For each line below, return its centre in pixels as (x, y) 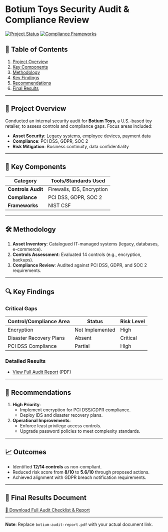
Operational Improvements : (41, 420)
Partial (82, 346)
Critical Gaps (21, 308)
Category (25, 181)
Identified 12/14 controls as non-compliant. (57, 466)
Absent (83, 338)
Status (95, 321)
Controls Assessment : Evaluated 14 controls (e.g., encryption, (77, 254)
